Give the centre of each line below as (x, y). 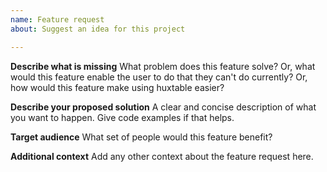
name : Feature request (57, 19)
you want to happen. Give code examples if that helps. (122, 117)
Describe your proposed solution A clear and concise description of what (163, 107)
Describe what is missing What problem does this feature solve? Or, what (163, 66)
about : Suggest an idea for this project (98, 29)
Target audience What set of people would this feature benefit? (141, 137)
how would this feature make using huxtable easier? (117, 87)
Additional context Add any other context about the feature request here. (162, 156)
